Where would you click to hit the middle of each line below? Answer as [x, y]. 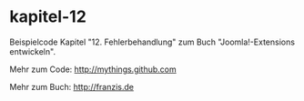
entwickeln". [33, 51]
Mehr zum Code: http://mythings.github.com [93, 69]
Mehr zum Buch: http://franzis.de [72, 86]
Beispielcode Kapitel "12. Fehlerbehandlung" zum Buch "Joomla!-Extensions [152, 42]
